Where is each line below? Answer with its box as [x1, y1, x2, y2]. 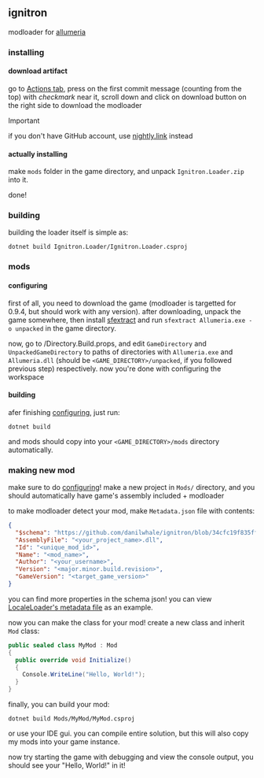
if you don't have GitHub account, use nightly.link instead [8, 131, 193, 140]
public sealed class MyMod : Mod [8, 641, 118, 649]
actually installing [8, 149, 68, 158]
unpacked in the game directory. [15, 323, 116, 333]
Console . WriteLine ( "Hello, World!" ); [22, 671, 146, 679]
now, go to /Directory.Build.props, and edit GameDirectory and [8, 339, 207, 348]
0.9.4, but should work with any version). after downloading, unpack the [8, 306, 241, 316]
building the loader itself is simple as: [8, 228, 129, 237]
